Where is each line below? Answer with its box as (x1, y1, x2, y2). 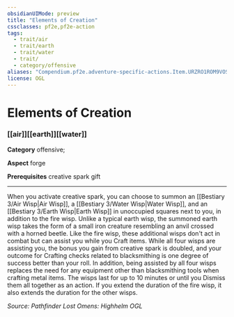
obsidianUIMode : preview (7, 10, 79, 17)
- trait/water (13, 49, 54, 56)
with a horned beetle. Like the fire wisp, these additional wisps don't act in (7, 229, 221, 237)
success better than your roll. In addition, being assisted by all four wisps (7, 259, 217, 267)
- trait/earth (13, 42, 54, 49)
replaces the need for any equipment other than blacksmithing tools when (7, 266, 219, 275)
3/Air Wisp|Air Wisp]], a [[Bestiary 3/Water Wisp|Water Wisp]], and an (7, 200, 208, 208)
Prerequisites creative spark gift (7, 172, 101, 181)
